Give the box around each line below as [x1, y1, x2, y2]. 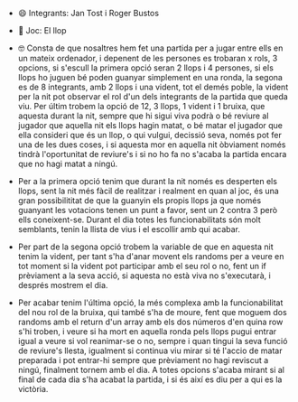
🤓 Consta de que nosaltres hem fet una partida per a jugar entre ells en [17, 42, 284, 53]
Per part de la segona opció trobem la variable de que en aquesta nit [17, 241, 274, 252]
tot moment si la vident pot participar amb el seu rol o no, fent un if [17, 261, 266, 271]
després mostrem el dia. [17, 280, 108, 290]
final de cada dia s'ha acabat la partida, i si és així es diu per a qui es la [17, 374, 283, 385]
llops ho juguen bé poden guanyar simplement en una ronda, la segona [17, 72, 283, 82]
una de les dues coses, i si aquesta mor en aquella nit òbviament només [17, 139, 286, 150]
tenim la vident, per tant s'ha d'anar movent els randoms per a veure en [17, 251, 284, 261]
